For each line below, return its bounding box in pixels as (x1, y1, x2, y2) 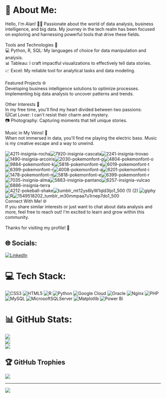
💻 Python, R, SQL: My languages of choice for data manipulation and (5, 47, 147, 53)
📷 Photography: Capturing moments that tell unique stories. (5, 117, 127, 123)
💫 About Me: (5, 4, 57, 16)
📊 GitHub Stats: (5, 314, 73, 325)
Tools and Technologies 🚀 (5, 42, 58, 48)
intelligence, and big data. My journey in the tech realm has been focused (5, 26, 155, 32)
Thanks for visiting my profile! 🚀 (5, 225, 70, 231)
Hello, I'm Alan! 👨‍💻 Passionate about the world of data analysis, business (5, 21, 154, 27)
